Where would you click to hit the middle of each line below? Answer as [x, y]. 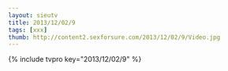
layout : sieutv [33, 15]
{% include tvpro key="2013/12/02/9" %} [75, 59]
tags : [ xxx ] [28, 30]
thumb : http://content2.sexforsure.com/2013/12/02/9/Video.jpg [114, 37]
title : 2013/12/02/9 [42, 23]
